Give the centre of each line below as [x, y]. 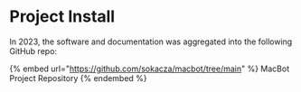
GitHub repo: [33, 51]
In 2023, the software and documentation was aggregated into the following [151, 41]
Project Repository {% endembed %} [78, 78]
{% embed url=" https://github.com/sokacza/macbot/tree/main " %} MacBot [150, 69]
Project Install [62, 17]
